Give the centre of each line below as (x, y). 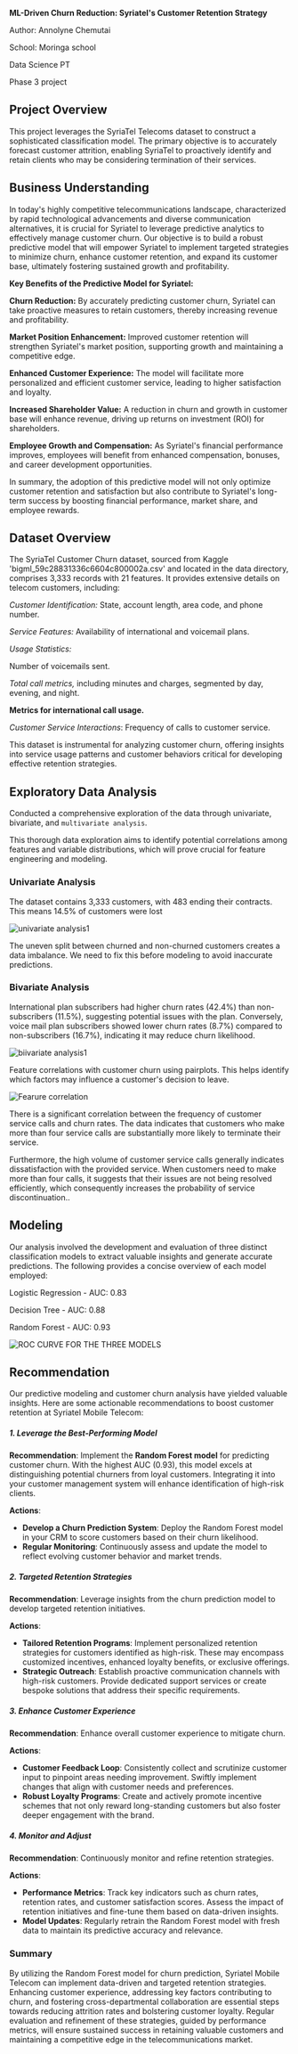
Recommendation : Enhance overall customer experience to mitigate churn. (148, 1733)
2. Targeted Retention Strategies (71, 1577)
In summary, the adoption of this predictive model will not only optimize (140, 481)
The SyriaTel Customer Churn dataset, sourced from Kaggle (119, 560)
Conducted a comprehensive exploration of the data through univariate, (141, 814)
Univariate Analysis (52, 882)
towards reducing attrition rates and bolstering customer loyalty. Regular (142, 2011)
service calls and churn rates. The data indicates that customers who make (147, 1123)
